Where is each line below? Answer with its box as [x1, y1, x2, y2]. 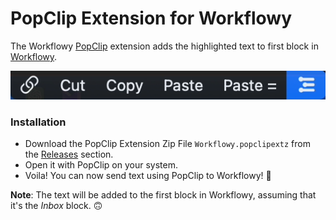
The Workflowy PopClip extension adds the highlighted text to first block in [10, 40, 319, 52]
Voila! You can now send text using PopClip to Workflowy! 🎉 [24, 170, 272, 182]
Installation [10, 115, 67, 129]
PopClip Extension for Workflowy [10, 7, 292, 30]
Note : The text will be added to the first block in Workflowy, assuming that [10, 189, 317, 201]
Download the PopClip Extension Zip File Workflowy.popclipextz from [24, 138, 311, 150]
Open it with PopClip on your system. [24, 159, 178, 171]
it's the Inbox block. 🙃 [10, 200, 103, 212]
